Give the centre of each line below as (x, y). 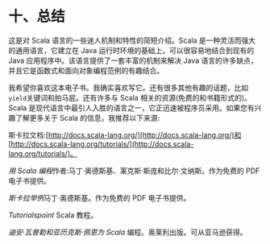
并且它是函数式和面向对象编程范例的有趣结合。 (86, 70)
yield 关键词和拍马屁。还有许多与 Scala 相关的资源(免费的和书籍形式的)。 (130, 97)
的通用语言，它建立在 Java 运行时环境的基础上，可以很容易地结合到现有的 (131, 50)
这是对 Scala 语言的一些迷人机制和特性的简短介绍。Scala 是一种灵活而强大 (132, 40)
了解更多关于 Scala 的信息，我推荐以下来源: (87, 118)
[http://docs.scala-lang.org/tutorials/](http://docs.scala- (101, 144)
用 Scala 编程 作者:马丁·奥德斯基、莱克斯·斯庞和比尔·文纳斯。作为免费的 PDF (134, 171)
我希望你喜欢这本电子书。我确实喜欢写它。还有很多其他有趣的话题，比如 (128, 87)
